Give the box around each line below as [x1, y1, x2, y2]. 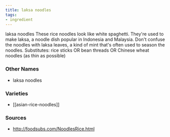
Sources [5, 114, 27, 121]
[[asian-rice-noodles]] [12, 101, 60, 107]
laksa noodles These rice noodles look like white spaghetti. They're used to [5, 31, 164, 37]
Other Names [5, 65, 39, 73]
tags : [5, 12, 17, 17]
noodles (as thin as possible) [5, 53, 66, 59]
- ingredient [5, 17, 33, 22]
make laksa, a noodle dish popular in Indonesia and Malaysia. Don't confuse [5, 36, 165, 42]
